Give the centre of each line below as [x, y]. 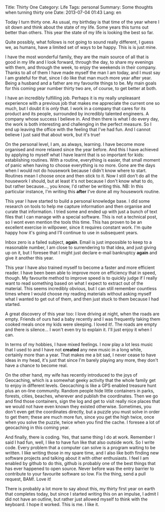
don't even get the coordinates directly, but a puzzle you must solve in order [82, 412]
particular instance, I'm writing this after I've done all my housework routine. [82, 192]
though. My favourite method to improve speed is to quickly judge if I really [81, 278]
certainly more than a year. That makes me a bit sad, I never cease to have [81, 355]
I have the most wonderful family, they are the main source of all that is [77, 57]
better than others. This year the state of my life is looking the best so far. [80, 32]
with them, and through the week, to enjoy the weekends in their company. [81, 67]
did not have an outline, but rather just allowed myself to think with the [76, 499]
